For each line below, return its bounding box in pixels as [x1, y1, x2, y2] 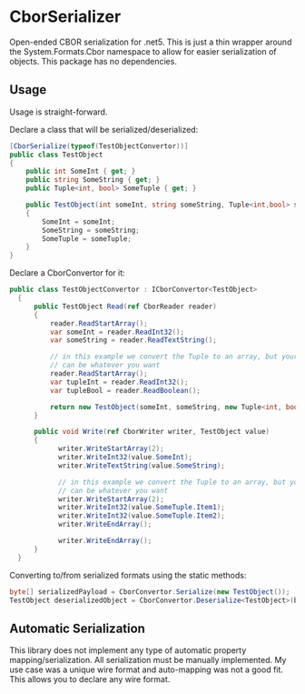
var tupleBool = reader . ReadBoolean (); [49, 386, 202, 395]
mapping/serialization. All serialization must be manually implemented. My [9, 655, 287, 666]
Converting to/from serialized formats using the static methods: [9, 569, 247, 580]
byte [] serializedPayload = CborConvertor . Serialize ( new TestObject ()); [9, 587, 290, 597]
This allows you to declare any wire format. [9, 674, 171, 685]
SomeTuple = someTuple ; [42, 234, 132, 243]
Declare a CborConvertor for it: [9, 267, 125, 278]
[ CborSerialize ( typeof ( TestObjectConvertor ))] [9, 141, 189, 151]
